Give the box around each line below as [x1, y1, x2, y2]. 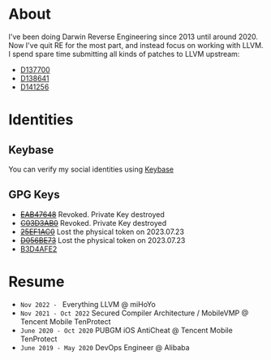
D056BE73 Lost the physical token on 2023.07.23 [19, 235, 186, 245]
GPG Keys [8, 188, 60, 202]
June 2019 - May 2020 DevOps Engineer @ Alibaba [19, 342, 190, 352]
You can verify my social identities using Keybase [8, 164, 174, 174]
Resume [8, 272, 65, 291]
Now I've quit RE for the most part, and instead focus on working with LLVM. [8, 40, 264, 50]
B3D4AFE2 [19, 244, 58, 254]
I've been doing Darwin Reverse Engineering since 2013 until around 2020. [8, 32, 258, 41]
